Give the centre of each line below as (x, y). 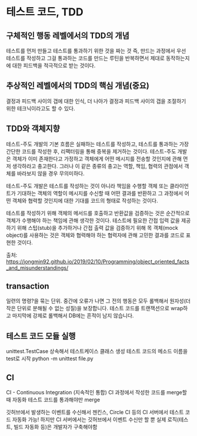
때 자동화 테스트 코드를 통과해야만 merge (53, 400)
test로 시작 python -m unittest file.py (50, 358)
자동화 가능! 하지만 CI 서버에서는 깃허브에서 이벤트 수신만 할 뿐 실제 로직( (96, 420)
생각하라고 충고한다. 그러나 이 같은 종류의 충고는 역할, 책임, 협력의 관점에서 (98, 166)
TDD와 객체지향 (33, 129)
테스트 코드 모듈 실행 (41, 336)
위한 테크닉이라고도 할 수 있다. (41, 108)
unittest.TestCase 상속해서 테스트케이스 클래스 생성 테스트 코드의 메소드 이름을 (97, 351)
